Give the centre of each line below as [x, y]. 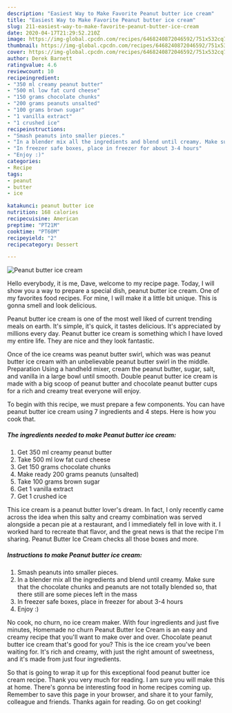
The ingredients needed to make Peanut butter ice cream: [92, 435]
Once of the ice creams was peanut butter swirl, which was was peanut [109, 354]
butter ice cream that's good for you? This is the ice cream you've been [109, 645]
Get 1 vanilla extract [45, 489]
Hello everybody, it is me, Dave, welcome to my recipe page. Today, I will [111, 283]
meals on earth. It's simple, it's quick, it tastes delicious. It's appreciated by [114, 326]
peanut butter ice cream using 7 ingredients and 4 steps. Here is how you [112, 412]
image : [17, 39]
